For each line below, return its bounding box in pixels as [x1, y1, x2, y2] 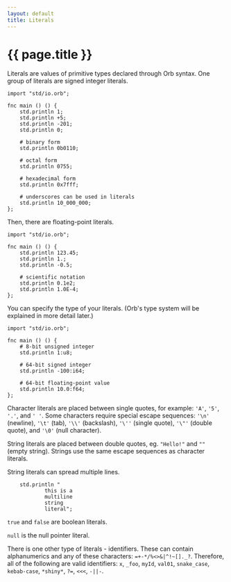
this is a [44, 488, 73, 494]
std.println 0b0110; [19, 145, 79, 152]
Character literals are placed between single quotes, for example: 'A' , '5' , [7, 404, 220, 413]
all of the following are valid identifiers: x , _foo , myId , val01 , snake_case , [7, 560, 210, 568]
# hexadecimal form [19, 175, 76, 183]
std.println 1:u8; [19, 349, 73, 356]
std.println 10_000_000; [19, 199, 92, 207]
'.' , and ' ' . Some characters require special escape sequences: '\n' [7, 411, 210, 420]
